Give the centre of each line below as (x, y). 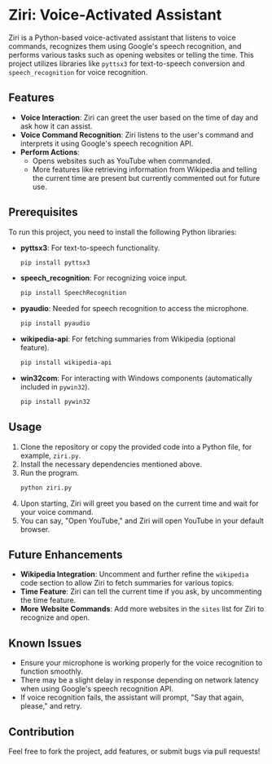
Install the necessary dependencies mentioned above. (111, 464)
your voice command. (57, 512)
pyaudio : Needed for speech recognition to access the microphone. (134, 309)
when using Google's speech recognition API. (97, 689)
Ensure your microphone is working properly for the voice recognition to (141, 663)
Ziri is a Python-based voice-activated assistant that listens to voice (122, 37)
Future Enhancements (66, 555)
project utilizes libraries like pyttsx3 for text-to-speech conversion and (127, 64)
